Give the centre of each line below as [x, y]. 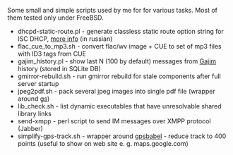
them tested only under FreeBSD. [55, 18]
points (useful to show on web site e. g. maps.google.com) [103, 143]
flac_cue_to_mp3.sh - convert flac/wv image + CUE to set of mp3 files [119, 46]
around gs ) [34, 99]
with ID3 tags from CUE [52, 54]
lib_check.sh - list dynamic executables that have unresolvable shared [120, 106]
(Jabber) [30, 129]
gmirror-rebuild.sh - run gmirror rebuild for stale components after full [119, 76]
